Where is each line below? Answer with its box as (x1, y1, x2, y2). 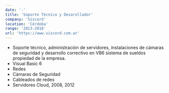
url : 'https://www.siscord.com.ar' (5, 31, 80, 36)
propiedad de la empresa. (12, 55, 66, 61)
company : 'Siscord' (5, 17, 46, 22)
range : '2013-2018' (5, 26, 46, 31)
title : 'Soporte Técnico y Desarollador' (5, 12, 94, 17)
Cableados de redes (12, 76, 55, 82)
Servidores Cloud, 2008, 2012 (12, 82, 75, 88)
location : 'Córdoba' (5, 21, 49, 27)
